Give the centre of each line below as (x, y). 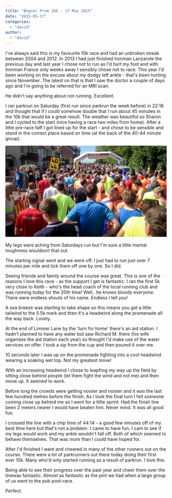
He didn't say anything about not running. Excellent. (60, 96)
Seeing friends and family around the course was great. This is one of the (83, 276)
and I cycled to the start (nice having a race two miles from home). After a (83, 122)
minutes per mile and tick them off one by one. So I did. (64, 266)
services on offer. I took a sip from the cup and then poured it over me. (80, 344)
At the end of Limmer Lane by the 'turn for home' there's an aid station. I (81, 328)
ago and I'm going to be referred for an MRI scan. (58, 86)
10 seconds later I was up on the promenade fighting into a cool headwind (83, 355)
